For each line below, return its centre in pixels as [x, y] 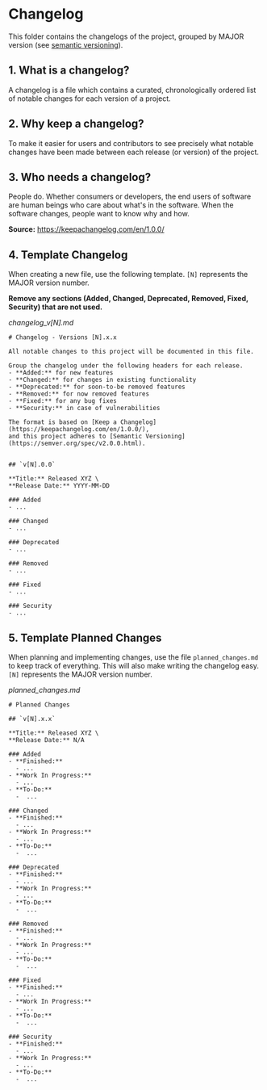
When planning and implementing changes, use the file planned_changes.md [133, 657]
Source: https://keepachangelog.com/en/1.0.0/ [86, 229]
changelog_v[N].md [41, 323]
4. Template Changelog [68, 255]
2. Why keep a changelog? [76, 124]
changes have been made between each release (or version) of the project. [134, 152]
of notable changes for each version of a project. [90, 99]
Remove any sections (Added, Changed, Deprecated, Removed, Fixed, [128, 299]
